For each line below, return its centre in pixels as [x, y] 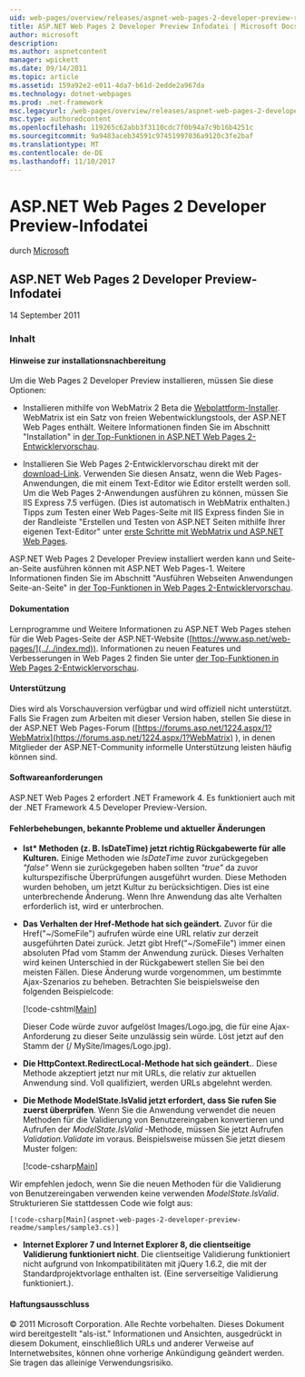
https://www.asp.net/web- [241, 639]
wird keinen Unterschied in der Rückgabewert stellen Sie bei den [143, 963]
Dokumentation [39, 609]
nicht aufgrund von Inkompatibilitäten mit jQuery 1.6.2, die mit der [145, 1264]
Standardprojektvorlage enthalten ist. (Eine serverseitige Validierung [150, 1273]
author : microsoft [44, 35]
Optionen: [28, 391]
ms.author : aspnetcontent [58, 52]
